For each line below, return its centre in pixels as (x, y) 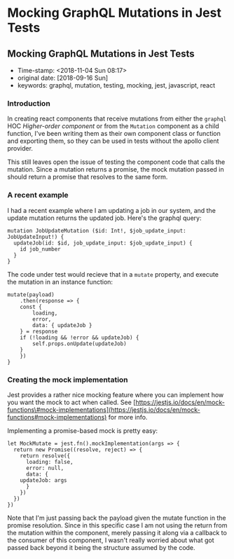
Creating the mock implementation (68, 380)
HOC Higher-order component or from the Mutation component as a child (113, 126)
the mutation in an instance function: (60, 282)
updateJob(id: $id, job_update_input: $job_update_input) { (103, 243)
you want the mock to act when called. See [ (71, 402)
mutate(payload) (31, 295)
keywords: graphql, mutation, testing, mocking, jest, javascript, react (116, 85)
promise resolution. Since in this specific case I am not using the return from (117, 525)
